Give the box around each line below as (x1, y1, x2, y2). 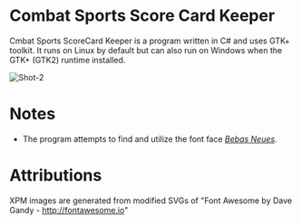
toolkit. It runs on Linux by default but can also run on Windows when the (9, 44, 283, 55)
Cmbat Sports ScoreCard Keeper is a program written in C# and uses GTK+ (9, 35, 290, 46)
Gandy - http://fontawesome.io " (9, 204, 129, 215)
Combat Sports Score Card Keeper (9, 5, 276, 26)
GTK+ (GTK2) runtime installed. (9, 54, 126, 65)
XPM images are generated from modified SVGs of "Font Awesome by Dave (9, 195, 293, 206)
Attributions (9, 165, 102, 186)
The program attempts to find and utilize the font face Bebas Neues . (22, 133, 278, 145)
